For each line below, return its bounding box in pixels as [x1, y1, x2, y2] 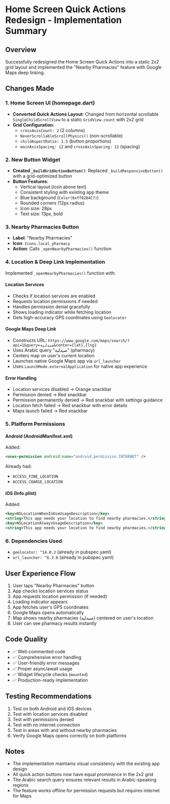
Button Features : [12, 178, 49, 184]
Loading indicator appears [12, 599, 68, 605]
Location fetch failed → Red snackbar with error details [12, 403, 127, 409]
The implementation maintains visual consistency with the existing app [12, 760, 160, 767]
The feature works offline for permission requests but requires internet [12, 788, 160, 794]
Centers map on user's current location [12, 352, 95, 358]
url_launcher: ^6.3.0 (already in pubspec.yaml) [12, 554, 114, 560]
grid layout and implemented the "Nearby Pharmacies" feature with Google [5, 64, 162, 70]
